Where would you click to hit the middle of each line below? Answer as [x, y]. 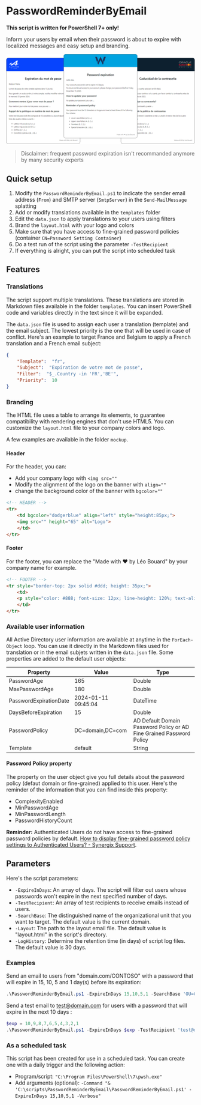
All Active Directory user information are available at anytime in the [88, 640]
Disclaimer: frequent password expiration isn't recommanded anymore [108, 154]
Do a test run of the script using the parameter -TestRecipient [92, 244]
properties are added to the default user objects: [66, 659]
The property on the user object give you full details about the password [95, 777]
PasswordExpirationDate [39, 701]
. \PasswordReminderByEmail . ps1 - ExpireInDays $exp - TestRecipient [91, 1030]
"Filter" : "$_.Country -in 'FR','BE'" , [68, 374]
